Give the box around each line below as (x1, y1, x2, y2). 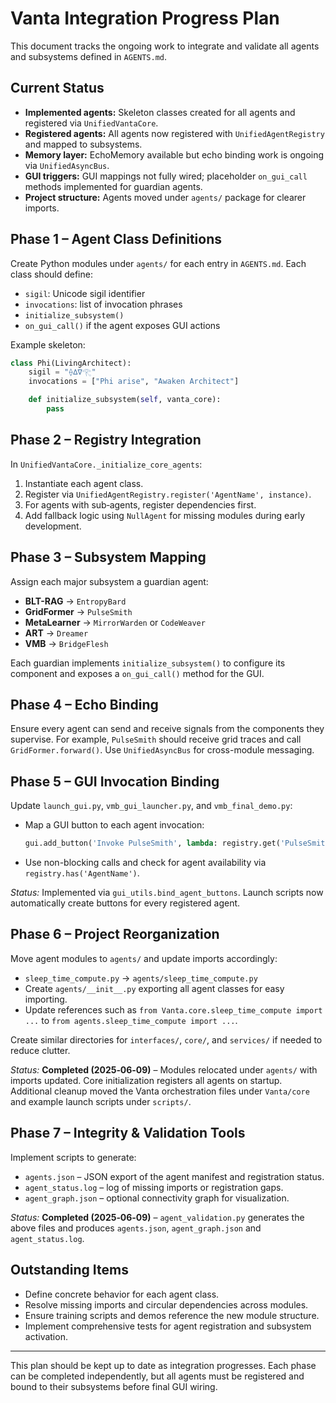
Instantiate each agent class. (24, 477, 144, 489)
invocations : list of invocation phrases (24, 298, 183, 310)
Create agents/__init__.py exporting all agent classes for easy (24, 982, 285, 994)
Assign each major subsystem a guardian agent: (10, 575, 209, 587)
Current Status (10, 80, 105, 97)
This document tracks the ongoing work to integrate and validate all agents (10, 40, 320, 52)
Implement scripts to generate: (10, 1151, 137, 1163)
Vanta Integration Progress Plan (10, 7, 280, 30)
